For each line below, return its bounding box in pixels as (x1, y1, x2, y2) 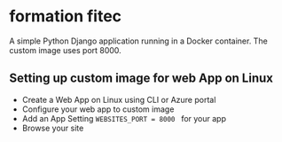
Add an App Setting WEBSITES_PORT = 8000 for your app (21, 113, 226, 123)
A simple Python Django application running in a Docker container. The (9, 35, 268, 46)
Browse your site (21, 122, 84, 133)
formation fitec (9, 6, 122, 27)
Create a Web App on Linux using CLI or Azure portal (21, 94, 216, 105)
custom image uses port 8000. (9, 44, 121, 55)
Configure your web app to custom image (21, 104, 175, 114)
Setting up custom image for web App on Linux (9, 71, 273, 86)
